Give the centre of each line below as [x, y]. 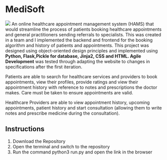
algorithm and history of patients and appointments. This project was [77, 45]
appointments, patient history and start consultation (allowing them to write [83, 108]
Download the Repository [39, 141]
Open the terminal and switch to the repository [61, 146]
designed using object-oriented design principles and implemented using [81, 50]
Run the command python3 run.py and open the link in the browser [82, 152]
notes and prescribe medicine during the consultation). [62, 113]
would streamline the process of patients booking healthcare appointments [83, 29]
